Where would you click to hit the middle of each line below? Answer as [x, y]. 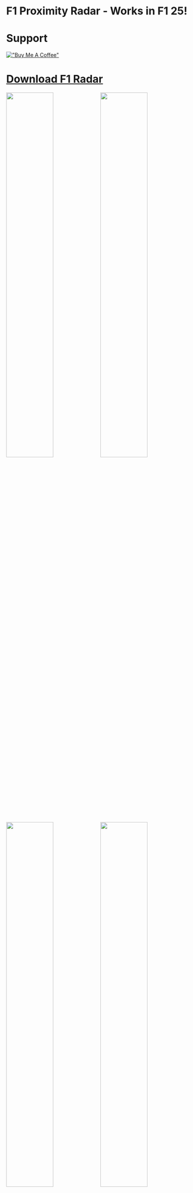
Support [27, 39]
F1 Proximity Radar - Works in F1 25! [97, 11]
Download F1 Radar [55, 79]
